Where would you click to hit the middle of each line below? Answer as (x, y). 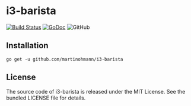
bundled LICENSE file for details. (46, 98)
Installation (27, 46)
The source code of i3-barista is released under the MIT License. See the (96, 91)
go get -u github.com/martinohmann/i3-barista (65, 59)
